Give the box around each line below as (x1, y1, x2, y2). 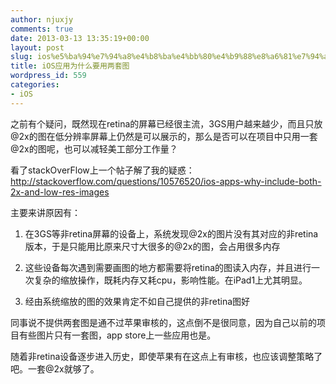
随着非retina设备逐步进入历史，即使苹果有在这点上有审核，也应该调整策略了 (10, 350, 323, 362)
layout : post (10, 42, 65, 53)
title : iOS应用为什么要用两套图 (10, 61, 130, 71)
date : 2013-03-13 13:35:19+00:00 (10, 33, 150, 43)
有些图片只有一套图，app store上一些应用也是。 (18, 329, 217, 341)
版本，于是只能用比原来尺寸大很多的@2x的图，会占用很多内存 (24, 240, 281, 252)
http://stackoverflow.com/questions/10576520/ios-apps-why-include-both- (10, 175, 322, 187)
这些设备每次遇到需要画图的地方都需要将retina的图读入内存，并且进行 (24, 261, 312, 273)
